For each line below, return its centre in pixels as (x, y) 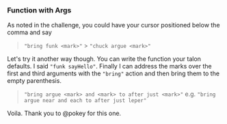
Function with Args (39, 10)
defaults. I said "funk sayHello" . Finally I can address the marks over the (109, 66)
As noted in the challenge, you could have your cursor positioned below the (113, 25)
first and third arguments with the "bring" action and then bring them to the (113, 73)
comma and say (30, 32)
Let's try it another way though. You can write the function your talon (104, 59)
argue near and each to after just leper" (85, 101)
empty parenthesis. (34, 81)
